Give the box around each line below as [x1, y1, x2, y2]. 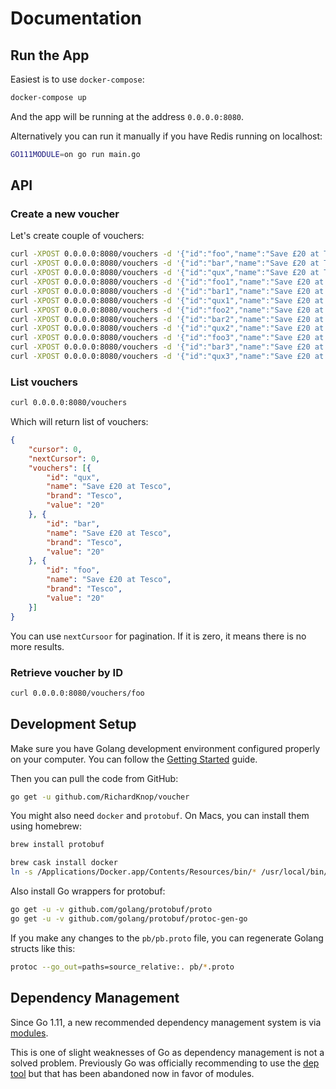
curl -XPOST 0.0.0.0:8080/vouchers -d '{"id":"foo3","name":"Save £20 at [10, 333, 325, 343]
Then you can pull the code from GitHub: [10, 772, 179, 784]
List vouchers [10, 375, 78, 389]
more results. [10, 640, 65, 652]
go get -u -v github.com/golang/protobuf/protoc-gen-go [10, 913, 248, 924]
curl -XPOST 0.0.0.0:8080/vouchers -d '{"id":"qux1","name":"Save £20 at [10, 295, 325, 306]
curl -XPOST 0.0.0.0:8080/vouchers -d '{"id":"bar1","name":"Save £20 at [10, 286, 325, 296]
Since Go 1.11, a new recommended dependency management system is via [10, 1016, 322, 1028]
